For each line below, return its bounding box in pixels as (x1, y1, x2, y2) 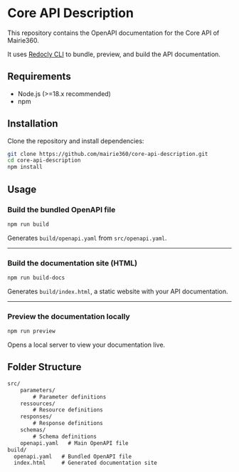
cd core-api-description (7, 157, 81, 164)
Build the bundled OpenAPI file (7, 204, 116, 214)
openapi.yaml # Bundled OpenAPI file (14, 453, 132, 460)
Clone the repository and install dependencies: (7, 137, 144, 145)
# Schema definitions (33, 433, 97, 440)
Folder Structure (7, 361, 82, 373)
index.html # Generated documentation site (14, 459, 158, 467)
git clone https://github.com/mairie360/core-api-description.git (7, 150, 208, 157)
